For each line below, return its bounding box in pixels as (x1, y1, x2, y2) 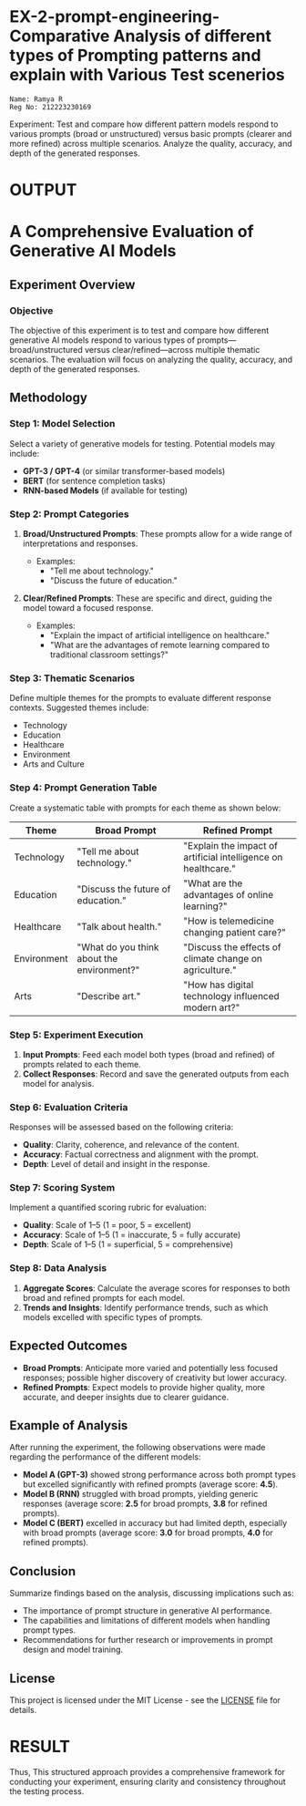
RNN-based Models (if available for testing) (22, 485, 189, 496)
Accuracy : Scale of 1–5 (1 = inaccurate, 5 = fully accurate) (22, 1229, 241, 1241)
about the (76, 952, 118, 965)
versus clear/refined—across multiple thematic (85, 345, 260, 355)
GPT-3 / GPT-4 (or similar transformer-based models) (22, 465, 226, 476)
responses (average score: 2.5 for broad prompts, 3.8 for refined (22, 1498, 268, 1510)
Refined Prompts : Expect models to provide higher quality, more (22, 1381, 266, 1392)
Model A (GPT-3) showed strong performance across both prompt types (22, 1470, 296, 1481)
